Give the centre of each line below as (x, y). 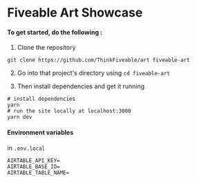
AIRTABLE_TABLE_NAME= (38, 173)
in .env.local (26, 148)
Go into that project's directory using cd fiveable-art (94, 73)
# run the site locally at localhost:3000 (69, 111)
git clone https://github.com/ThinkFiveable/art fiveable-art (98, 60)
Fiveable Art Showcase (75, 13)
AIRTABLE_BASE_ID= (34, 166)
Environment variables (40, 132)
